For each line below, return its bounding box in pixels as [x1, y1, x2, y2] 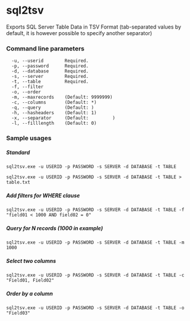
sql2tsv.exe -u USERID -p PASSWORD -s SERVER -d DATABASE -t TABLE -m [6, 240, 185, 246]
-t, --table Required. [11, 78, 89, 85]
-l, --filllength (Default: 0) [11, 120, 97, 127]
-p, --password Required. [11, 63, 89, 69]
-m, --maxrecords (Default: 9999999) [11, 95, 113, 100]
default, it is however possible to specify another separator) [6, 29, 153, 36]
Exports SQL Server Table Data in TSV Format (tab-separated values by [6, 23, 182, 30]
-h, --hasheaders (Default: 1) [11, 110, 97, 116]
